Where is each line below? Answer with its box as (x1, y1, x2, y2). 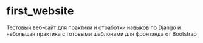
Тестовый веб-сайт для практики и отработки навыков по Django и (6, 24, 181, 31)
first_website (6, 4, 74, 18)
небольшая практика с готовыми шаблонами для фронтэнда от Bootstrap (6, 30, 198, 37)
